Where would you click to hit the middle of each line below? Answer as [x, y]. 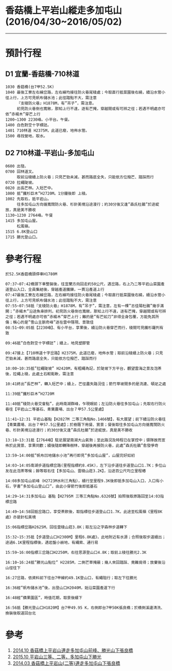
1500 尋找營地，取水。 [26, 136]
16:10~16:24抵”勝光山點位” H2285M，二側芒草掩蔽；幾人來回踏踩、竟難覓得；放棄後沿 [85, 562]
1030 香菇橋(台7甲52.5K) [30, 87]
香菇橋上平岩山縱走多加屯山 [64, 11]
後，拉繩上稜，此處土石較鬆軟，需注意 [40, 374]
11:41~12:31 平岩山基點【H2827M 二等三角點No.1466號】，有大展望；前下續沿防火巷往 [86, 419]
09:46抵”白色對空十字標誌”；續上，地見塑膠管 [48, 343]
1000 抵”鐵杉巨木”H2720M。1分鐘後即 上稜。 [47, 193]
